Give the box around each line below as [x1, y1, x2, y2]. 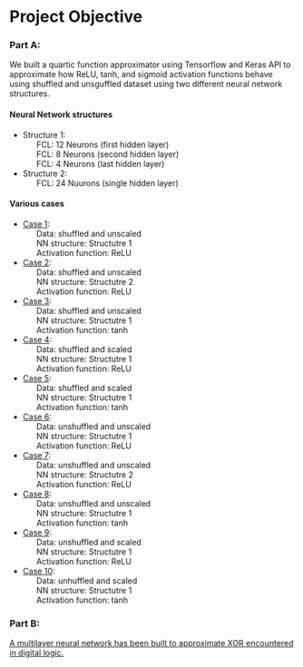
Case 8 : [22, 488, 53, 499]
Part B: [9, 617, 41, 630]
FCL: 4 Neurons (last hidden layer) [35, 158, 165, 169]
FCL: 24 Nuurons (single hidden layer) [35, 177, 179, 188]
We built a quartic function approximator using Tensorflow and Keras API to [9, 59, 291, 70]
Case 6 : [22, 411, 53, 422]
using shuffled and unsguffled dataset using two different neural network [9, 79, 283, 90]
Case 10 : [22, 565, 55, 576]
